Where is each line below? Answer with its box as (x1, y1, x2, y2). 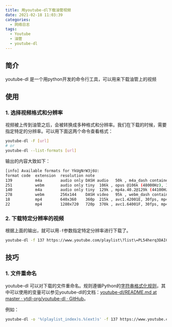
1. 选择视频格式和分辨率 (5, 109, 63, 116)
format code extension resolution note (5, 173, 95, 178)
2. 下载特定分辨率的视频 (5, 214, 64, 222)
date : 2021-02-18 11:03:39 (5, 12, 63, 17)
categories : (5, 17, 31, 22)
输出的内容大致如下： (5, 158, 50, 164)
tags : (5, 27, 17, 32)
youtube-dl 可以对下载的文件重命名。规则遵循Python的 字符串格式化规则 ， (5, 282, 161, 288)
